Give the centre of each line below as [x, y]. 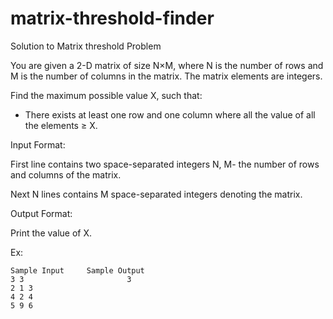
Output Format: [41, 213]
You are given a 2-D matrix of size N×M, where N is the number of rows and [167, 65]
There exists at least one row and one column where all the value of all [170, 114]
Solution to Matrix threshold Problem [86, 46]
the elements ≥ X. [61, 125]
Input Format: [38, 144]
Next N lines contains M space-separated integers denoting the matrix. [156, 194]
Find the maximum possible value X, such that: [106, 95]
